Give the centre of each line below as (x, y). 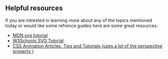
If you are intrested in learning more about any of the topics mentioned (79, 20)
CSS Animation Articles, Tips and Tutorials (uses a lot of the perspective (88, 46)
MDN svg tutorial (30, 35)
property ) (23, 51)
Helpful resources (34, 8)
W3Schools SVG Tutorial (38, 40)
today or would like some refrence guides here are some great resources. (81, 25)
